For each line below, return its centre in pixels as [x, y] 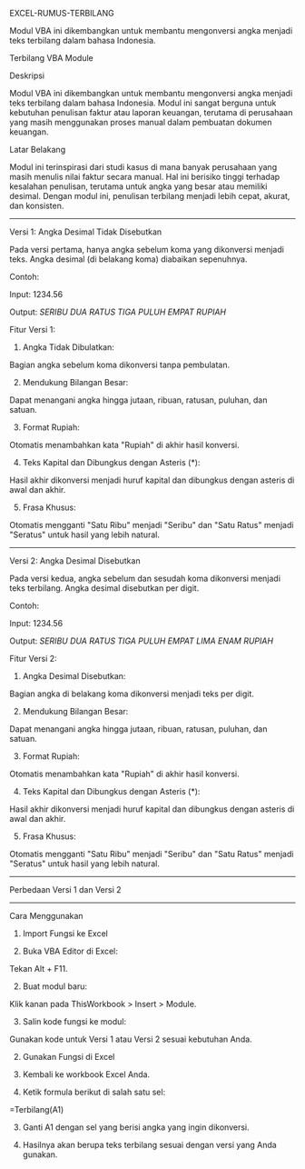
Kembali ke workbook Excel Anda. [86, 1074]
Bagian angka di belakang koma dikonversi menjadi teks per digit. [132, 694]
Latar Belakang [38, 150]
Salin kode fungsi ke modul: [74, 1021]
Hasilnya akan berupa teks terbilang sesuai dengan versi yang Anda [149, 1145]
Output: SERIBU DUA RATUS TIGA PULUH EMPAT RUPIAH [118, 312]
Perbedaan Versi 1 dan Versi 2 [65, 889]
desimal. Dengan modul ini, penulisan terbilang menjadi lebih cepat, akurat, [150, 196]
